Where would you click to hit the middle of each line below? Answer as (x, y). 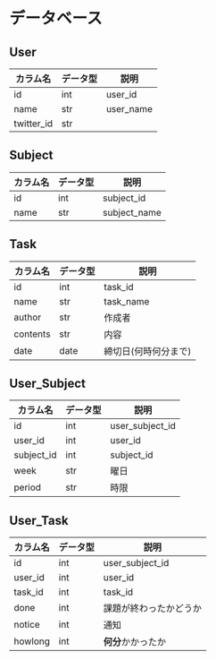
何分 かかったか (135, 642)
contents (32, 334)
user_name (129, 109)
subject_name (132, 212)
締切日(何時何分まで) (148, 351)
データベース (56, 18)
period (28, 487)
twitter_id (33, 124)
